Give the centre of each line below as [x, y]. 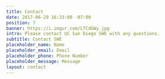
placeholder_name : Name [35, 45]
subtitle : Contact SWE [34, 39]
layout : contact [26, 67]
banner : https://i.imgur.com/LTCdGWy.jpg [58, 28]
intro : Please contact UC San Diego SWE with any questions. [83, 34]
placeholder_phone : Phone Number [47, 56]
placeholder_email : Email [38, 50]
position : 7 [21, 23]
